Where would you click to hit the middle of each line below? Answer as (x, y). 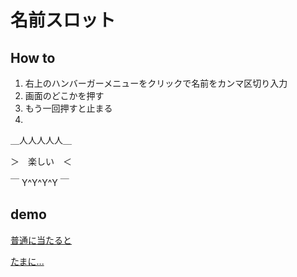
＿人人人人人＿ (41, 140)
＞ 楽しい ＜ (41, 161)
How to (33, 57)
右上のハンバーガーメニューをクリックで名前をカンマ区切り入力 (156, 83)
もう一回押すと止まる (68, 108)
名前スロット (63, 20)
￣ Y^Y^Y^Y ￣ (40, 182)
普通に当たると (41, 240)
